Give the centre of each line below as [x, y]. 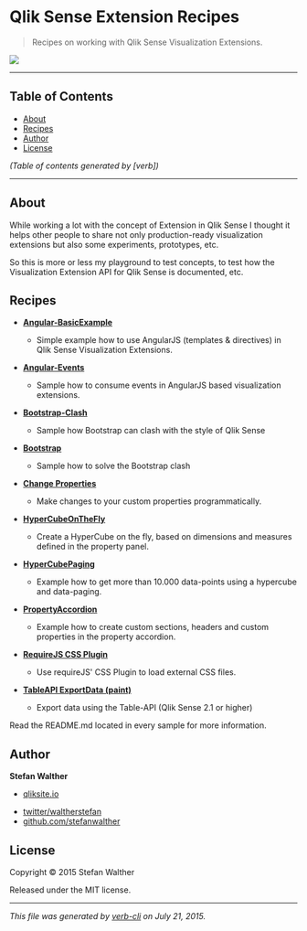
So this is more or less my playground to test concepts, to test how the [143, 262]
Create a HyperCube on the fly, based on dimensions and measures [164, 537]
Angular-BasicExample [67, 323]
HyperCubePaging [59, 564]
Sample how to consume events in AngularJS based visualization [159, 385]
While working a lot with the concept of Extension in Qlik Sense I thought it [150, 225]
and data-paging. [69, 592]
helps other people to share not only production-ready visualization [136, 234]
